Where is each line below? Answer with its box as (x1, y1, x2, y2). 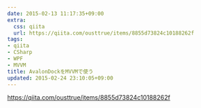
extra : (7, 17, 26, 24)
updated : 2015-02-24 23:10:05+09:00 (7, 74, 113, 82)
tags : (7, 36, 23, 43)
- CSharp (7, 49, 33, 56)
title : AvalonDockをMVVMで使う (7, 68, 94, 75)
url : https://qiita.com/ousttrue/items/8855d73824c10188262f (13, 29, 195, 37)
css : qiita (13, 23, 45, 30)
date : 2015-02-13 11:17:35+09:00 (7, 10, 104, 17)
